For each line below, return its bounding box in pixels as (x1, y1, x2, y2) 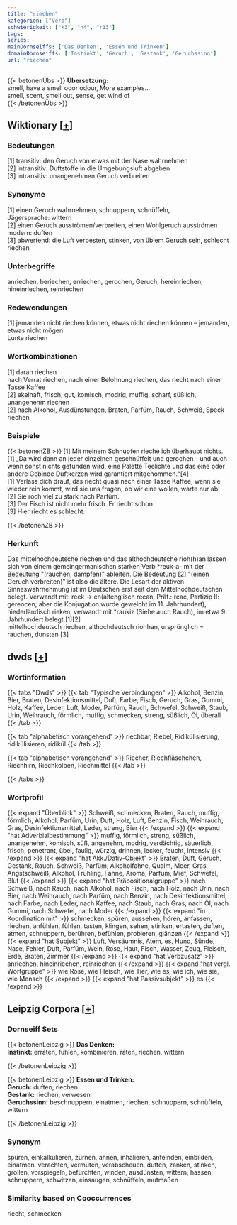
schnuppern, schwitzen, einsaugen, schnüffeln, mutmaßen (7, 1176, 179, 1185)
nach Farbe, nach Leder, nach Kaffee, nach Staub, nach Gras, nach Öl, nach (7, 899, 229, 908)
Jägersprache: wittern (7, 213, 72, 222)
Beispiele (7, 430, 40, 440)
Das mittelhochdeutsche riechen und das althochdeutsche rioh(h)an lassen (7, 555, 226, 563)
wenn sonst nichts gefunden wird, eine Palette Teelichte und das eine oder (7, 462, 225, 470)
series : (7, 37, 30, 44)
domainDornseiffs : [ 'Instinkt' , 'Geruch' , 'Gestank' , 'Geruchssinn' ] (7, 50, 217, 58)
